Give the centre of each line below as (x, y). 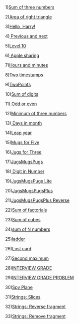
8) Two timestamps (24, 75)
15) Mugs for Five (22, 142)
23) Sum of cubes (23, 220)
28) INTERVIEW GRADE (29, 268)
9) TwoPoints (18, 84)
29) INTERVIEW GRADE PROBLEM (39, 278)
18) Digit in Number (25, 171)
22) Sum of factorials (26, 210)
